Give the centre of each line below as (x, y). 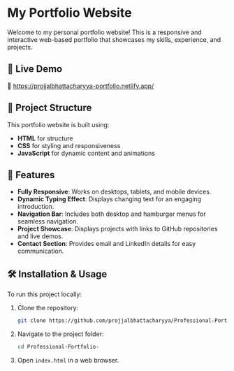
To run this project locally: (45, 294)
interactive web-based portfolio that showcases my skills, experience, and (114, 39)
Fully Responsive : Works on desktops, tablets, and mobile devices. (114, 192)
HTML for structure (45, 138)
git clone (32, 321)
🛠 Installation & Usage (57, 274)
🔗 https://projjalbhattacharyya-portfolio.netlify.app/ (81, 86)
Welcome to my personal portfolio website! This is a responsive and (105, 32)
